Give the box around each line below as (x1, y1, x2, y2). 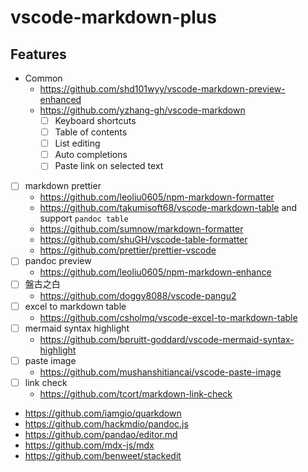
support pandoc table (39, 212, 129, 225)
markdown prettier (24, 180, 102, 192)
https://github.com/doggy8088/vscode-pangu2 (39, 289, 237, 301)
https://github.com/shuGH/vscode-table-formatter (39, 234, 248, 246)
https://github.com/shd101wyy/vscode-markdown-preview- (39, 83, 286, 95)
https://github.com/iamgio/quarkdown (24, 407, 182, 419)
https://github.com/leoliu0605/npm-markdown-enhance (39, 266, 272, 278)
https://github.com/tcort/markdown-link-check (39, 387, 233, 400)
